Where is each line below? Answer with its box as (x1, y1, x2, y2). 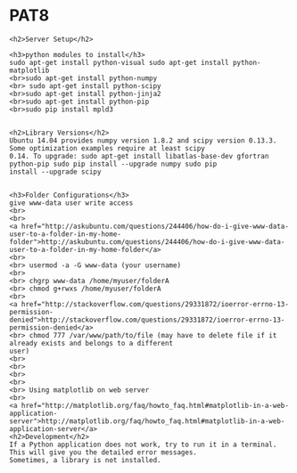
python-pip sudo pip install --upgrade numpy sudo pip (9, 159, 218, 168)
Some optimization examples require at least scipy (9, 143, 205, 152)
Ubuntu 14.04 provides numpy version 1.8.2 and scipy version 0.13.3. (9, 135, 277, 145)
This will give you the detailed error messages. (9, 447, 198, 457)
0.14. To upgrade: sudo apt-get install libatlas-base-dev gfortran (9, 151, 269, 160)
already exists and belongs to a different (9, 338, 174, 347)
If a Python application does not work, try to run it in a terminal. (9, 440, 277, 449)
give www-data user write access (9, 198, 134, 208)
